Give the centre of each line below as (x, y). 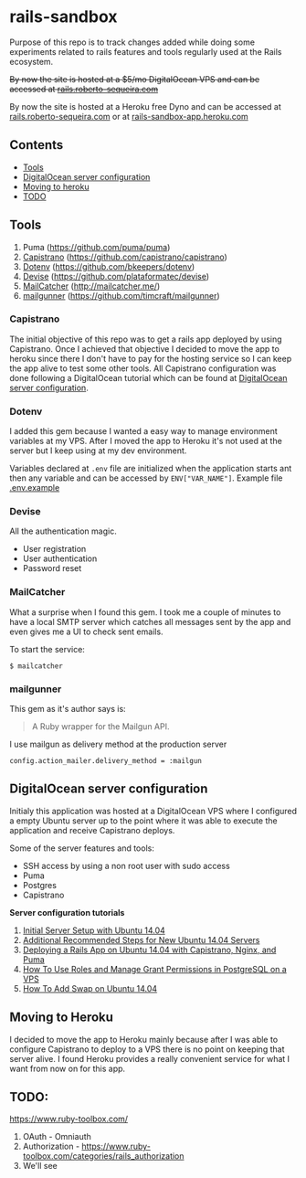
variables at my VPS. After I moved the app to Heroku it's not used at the (146, 441)
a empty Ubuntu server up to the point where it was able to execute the (143, 821)
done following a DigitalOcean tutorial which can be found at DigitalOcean (148, 377)
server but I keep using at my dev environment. (98, 451)
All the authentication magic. (63, 531)
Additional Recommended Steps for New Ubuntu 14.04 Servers (141, 939)
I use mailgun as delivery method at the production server (118, 744)
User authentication (60, 558)
